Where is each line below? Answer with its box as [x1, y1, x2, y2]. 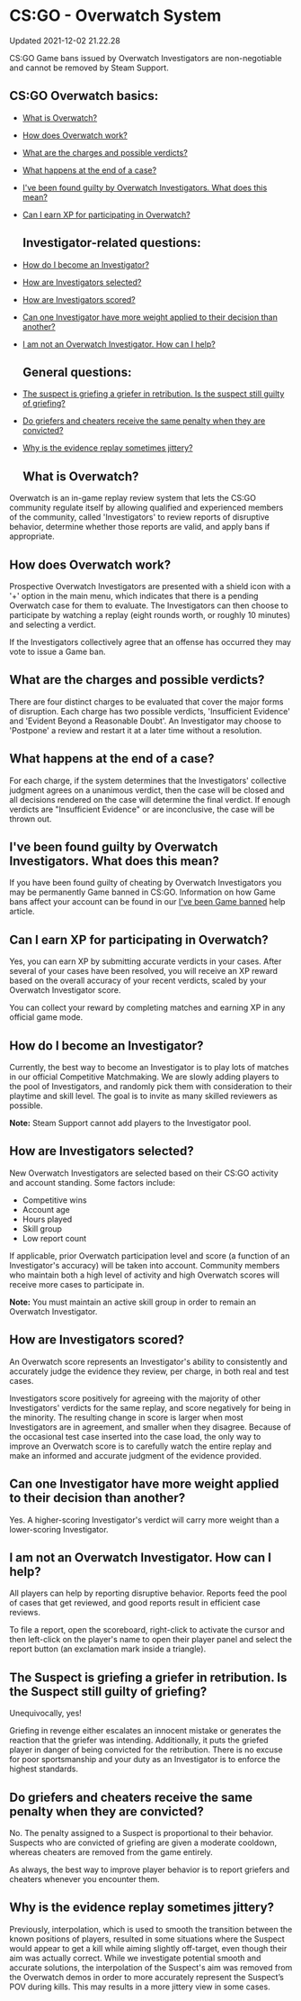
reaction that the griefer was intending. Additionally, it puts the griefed [9, 1735, 269, 1746]
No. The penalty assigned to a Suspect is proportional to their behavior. [9, 1827, 274, 1838]
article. [9, 906, 35, 917]
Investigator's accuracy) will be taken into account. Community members [9, 1260, 280, 1270]
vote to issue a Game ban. [9, 646, 106, 657]
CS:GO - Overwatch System [9, 5, 222, 26]
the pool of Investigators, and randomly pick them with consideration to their [9, 1081, 293, 1092]
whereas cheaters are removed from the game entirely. [9, 1846, 213, 1857]
